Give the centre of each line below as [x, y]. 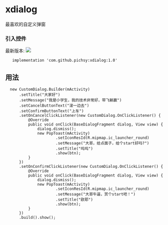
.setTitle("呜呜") [74, 149]
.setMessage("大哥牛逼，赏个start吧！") [95, 194]
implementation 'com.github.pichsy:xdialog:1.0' [65, 60]
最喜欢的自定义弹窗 [26, 24]
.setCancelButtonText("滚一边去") [54, 106]
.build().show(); [37, 218]
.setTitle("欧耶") [74, 200]
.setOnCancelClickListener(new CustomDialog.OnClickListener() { [90, 116]
